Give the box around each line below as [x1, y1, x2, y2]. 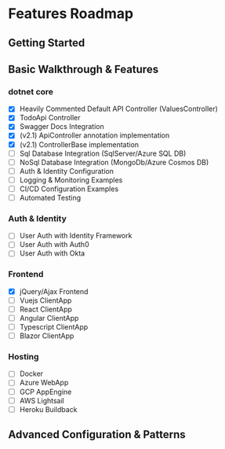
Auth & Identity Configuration [19, 166, 114, 175]
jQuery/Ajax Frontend [19, 286, 89, 296]
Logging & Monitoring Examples [19, 175, 123, 185]
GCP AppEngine [19, 387, 72, 396]
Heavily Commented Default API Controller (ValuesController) [19, 104, 218, 114]
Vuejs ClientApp [19, 296, 72, 305]
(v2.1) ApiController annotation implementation [19, 131, 170, 140]
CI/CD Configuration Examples [19, 184, 119, 193]
